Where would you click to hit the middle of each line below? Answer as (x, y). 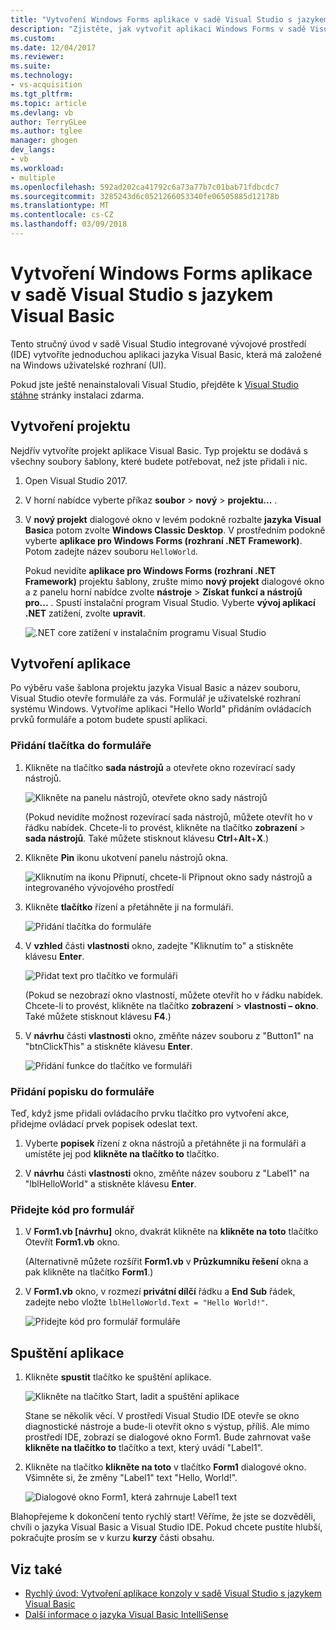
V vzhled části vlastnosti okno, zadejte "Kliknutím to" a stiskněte (159, 945)
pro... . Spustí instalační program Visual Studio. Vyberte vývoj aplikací (170, 602)
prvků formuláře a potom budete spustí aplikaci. (109, 720)
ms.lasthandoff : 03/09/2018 (69, 224)
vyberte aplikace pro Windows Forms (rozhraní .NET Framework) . (163, 540)
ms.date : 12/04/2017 (53, 47)
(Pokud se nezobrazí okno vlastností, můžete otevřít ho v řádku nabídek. (174, 995)
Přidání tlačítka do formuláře (81, 746)
